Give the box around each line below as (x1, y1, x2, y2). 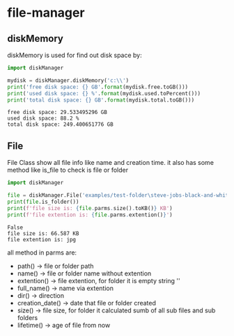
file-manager (7, 5, 85, 21)
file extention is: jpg (7, 236, 77, 243)
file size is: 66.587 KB (7, 230, 79, 237)
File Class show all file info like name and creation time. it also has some (7, 159, 214, 167)
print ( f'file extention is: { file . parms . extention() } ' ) (7, 211, 173, 218)
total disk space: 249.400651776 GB (7, 121, 114, 128)
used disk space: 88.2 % (7, 115, 79, 122)
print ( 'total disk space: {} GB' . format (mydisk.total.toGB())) (7, 96, 195, 104)
